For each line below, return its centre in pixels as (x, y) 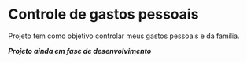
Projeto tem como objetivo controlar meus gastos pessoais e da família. (124, 36)
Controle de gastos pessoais (103, 14)
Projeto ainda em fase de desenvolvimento (80, 51)
